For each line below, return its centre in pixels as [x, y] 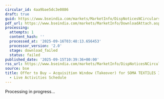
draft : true [17, 14]
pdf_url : [14, 23]
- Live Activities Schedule [38, 78]
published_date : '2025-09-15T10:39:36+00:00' [52, 59]
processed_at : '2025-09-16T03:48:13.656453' [55, 41]
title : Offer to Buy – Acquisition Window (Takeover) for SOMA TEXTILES [81, 73]
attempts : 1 [22, 32]
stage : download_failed [33, 50]
